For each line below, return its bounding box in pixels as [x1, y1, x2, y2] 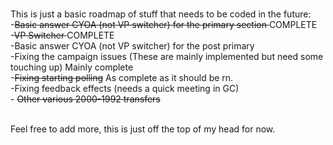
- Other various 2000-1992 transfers [10, 93, 161, 105]
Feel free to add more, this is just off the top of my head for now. [10, 123, 276, 135]
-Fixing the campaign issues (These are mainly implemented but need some [10, 51, 324, 62]
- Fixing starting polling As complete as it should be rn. [10, 72, 234, 83]
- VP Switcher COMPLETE [10, 29, 115, 41]
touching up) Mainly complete [10, 61, 134, 73]
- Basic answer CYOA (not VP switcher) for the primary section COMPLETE [10, 19, 318, 30]
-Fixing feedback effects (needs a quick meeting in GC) [10, 83, 240, 94]
